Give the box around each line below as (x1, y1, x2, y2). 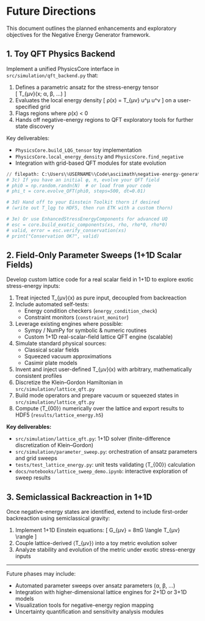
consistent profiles (15, 372, 62, 380)
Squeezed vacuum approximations (24, 353, 112, 360)
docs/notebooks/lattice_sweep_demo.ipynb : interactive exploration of (15, 467, 188, 475)
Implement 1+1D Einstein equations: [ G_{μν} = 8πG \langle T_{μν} (15, 527, 180, 534)
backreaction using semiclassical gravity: (6, 514, 110, 522)
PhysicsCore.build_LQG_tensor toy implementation (15, 146, 142, 154)
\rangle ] (15, 533, 37, 540)
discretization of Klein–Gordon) (15, 442, 93, 449)
